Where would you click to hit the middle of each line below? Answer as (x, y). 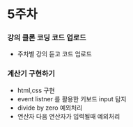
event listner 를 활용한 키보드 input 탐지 (72, 99)
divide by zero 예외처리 (50, 108)
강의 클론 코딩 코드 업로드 (47, 37)
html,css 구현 (36, 90)
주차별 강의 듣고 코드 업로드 (55, 54)
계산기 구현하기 (31, 74)
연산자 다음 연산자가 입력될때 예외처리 (69, 116)
